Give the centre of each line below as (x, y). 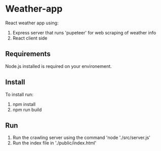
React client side (30, 38)
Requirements (28, 54)
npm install (24, 104)
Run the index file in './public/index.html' (54, 143)
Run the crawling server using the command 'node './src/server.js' (82, 138)
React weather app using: (32, 23)
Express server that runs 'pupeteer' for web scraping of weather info (84, 32)
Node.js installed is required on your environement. (59, 66)
